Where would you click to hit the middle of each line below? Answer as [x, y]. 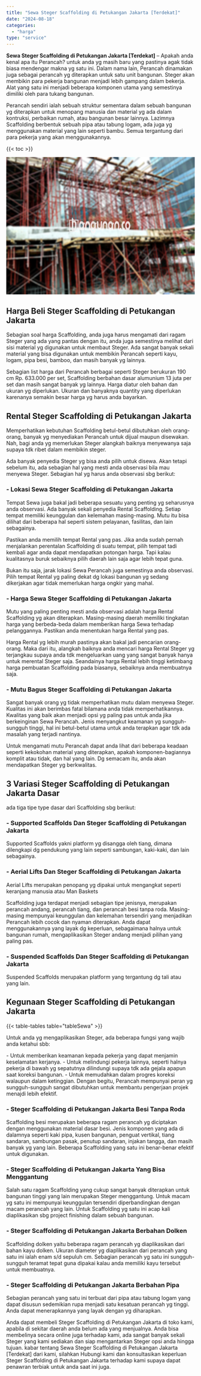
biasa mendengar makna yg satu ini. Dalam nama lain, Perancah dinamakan [99, 68]
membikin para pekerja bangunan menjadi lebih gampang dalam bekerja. [96, 81]
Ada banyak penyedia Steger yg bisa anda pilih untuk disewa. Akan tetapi [97, 461]
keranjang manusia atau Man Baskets [52, 891]
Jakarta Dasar [33, 793]
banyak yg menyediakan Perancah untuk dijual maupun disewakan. [106, 437]
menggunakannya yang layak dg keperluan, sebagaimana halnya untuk [94, 928]
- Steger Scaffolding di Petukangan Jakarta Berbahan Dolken [97, 1231]
